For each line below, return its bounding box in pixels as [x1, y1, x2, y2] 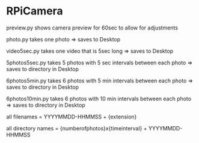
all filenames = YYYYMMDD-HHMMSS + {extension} [6, 113, 137, 120]
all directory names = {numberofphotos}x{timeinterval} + [6, 124, 147, 132]
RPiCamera [6, 4, 63, 18]
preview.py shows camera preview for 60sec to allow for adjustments [6, 24, 179, 31]
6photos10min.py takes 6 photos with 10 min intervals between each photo [6, 95, 191, 102]
